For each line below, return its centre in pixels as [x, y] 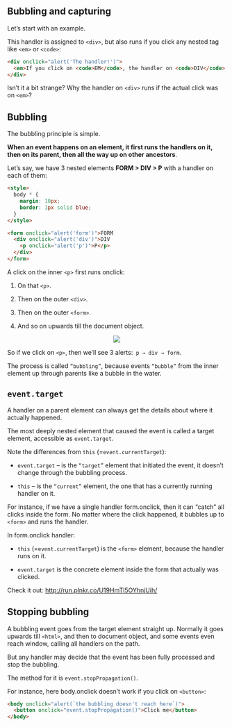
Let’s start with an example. [46, 28]
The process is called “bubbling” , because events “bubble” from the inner [113, 366]
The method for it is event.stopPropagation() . [73, 678]
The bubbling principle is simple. [54, 134]
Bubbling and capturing [59, 11]
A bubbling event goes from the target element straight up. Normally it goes [115, 628]
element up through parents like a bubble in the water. [84, 373]
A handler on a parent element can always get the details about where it [110, 410]
